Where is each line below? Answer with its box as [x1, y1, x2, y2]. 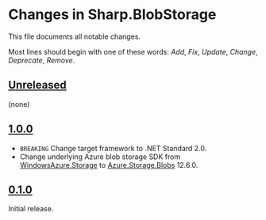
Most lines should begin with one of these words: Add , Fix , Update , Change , [8, 47, 258, 56]
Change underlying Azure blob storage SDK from [19, 152, 181, 161]
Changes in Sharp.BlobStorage [8, 6, 217, 24]
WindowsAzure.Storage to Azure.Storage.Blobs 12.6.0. [19, 160, 199, 169]
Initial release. [8, 204, 54, 214]
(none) [8, 99, 30, 108]
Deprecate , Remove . [8, 55, 75, 65]
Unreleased [8, 78, 67, 92]
